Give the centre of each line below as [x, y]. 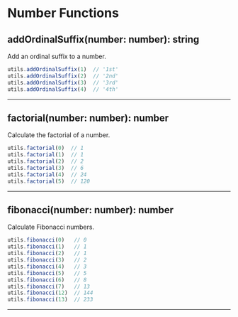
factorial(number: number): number [88, 118]
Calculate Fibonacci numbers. [51, 227]
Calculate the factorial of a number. [59, 135]
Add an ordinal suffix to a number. [57, 56]
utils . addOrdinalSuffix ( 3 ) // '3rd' [63, 82]
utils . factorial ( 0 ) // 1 [45, 148]
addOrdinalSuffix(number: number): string [103, 39]
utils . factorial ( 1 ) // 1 [45, 155]
